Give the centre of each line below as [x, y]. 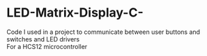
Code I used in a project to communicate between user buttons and [103, 32]
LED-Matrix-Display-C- [75, 13]
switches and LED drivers [43, 39]
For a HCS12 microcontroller [47, 46]
